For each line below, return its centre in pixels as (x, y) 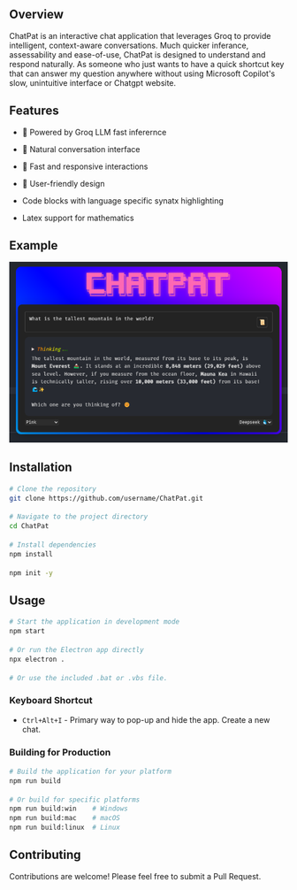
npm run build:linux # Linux (65, 828)
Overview (37, 15)
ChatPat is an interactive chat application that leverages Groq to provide (140, 35)
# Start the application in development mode (94, 622)
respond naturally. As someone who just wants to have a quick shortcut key (147, 64)
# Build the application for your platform (91, 771)
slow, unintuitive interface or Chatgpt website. (93, 82)
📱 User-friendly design (63, 183)
